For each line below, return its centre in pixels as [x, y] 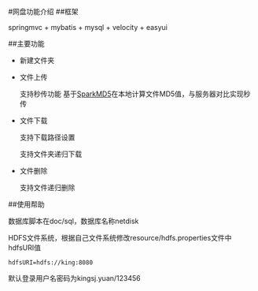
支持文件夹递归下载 [51, 154]
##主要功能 [26, 43]
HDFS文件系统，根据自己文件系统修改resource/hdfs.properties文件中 [120, 238]
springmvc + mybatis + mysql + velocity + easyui [88, 27]
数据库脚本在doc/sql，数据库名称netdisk [74, 221]
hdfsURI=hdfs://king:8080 [50, 263]
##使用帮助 [26, 204]
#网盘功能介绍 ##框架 [43, 11]
